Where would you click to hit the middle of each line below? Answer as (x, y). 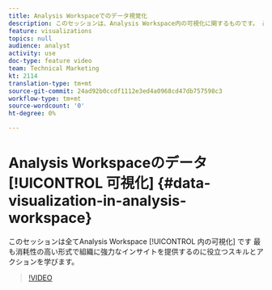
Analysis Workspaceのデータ (108, 163)
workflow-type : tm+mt (45, 99)
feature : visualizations (50, 31)
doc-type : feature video (50, 61)
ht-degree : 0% (32, 114)
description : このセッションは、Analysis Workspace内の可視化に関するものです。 (134, 23)
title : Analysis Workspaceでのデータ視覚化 (78, 16)
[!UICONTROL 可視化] (81, 183)
